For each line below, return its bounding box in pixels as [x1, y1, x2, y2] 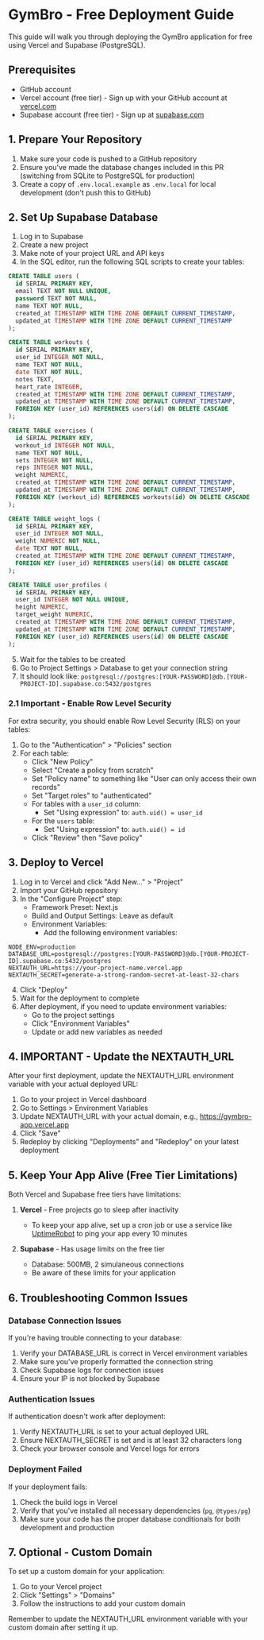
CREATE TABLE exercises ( [8, 427, 94, 435]
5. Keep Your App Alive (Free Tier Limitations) [8, 1168, 238, 1182]
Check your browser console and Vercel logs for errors [19, 1444, 200, 1453]
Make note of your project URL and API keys [19, 249, 165, 258]
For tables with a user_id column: [31, 799, 141, 808]
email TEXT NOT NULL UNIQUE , [15, 288, 112, 296]
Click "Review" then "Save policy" [31, 833, 143, 842]
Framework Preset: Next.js [31, 902, 119, 911]
